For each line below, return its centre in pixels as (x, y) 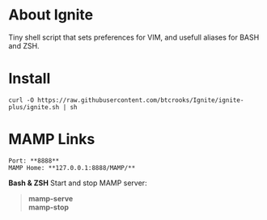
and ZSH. (24, 45)
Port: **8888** (34, 161)
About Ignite (51, 15)
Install (30, 79)
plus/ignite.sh (34, 107)
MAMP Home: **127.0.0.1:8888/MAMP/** (72, 167)
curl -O (21, 100)
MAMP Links (52, 140)
